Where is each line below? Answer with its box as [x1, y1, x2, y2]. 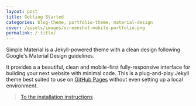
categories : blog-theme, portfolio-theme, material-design [6, 19, 153, 25]
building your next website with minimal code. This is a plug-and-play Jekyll [6, 70, 190, 77]
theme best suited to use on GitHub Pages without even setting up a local [6, 76, 183, 83]
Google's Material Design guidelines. [6, 52, 95, 59]
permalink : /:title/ [6, 30, 57, 36]
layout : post [6, 8, 38, 15]
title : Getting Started [6, 14, 64, 20]
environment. [6, 82, 38, 89]
